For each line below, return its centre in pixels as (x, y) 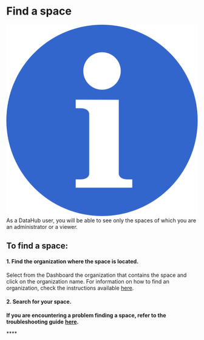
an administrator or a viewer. (42, 226)
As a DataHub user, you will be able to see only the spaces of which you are (101, 220)
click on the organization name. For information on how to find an (88, 281)
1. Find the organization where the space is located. (73, 261)
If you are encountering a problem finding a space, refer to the (86, 315)
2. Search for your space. (39, 302)
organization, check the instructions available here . (70, 288)
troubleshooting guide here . (42, 321)
